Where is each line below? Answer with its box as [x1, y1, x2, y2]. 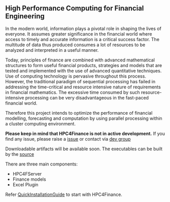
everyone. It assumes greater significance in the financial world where [5, 30, 152, 37]
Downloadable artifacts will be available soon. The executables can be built [5, 146, 163, 152]
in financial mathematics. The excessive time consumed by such [5, 89, 141, 95]
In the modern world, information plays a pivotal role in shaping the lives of [5, 25, 161, 31]
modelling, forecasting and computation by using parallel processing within [5, 115, 162, 121]
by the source [5, 151, 35, 157]
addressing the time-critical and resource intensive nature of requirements [5, 84, 161, 90]
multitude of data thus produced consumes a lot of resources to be [5, 42, 146, 48]
